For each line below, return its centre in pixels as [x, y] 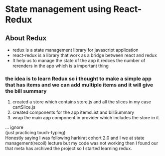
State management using [58, 9]
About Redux [26, 38]
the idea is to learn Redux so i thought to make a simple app [79, 78]
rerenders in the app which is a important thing [60, 66]
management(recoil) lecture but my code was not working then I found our [82, 143]
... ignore [14, 127]
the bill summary [26, 91]
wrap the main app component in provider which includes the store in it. [86, 118]
